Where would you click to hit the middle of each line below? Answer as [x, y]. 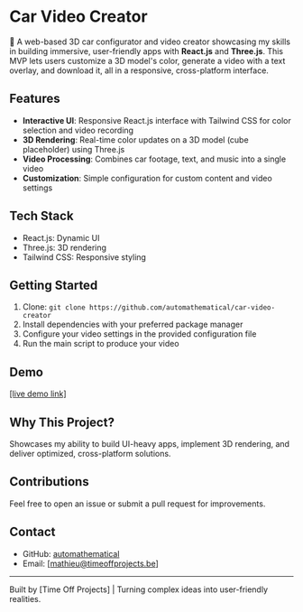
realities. [25, 598]
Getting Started [54, 285]
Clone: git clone [54, 307]
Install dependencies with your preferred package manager [133, 325]
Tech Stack [41, 216]
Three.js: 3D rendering [64, 247]
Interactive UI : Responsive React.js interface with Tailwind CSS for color [156, 120]
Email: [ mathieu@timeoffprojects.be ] [91, 563]
